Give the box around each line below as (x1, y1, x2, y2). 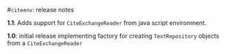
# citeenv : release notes (7, 6, 74, 13)
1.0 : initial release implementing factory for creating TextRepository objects (7, 32, 220, 40)
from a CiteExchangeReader (7, 39, 83, 47)
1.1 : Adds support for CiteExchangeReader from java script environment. (7, 19, 207, 26)
